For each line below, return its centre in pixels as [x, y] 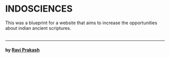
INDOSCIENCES [39, 9]
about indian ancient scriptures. [38, 28]
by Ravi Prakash [23, 50]
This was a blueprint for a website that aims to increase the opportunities [81, 23]
